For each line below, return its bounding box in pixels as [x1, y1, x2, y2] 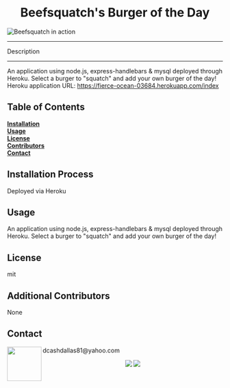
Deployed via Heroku [7, 186, 66, 195]
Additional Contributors [7, 290, 111, 302]
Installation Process [7, 169, 94, 180]
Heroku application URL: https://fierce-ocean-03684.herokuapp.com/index [7, 81, 219, 90]
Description [7, 47, 40, 56]
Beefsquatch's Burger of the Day [20, 5, 210, 21]
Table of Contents [7, 101, 86, 113]
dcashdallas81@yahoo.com [42, 346, 120, 354]
